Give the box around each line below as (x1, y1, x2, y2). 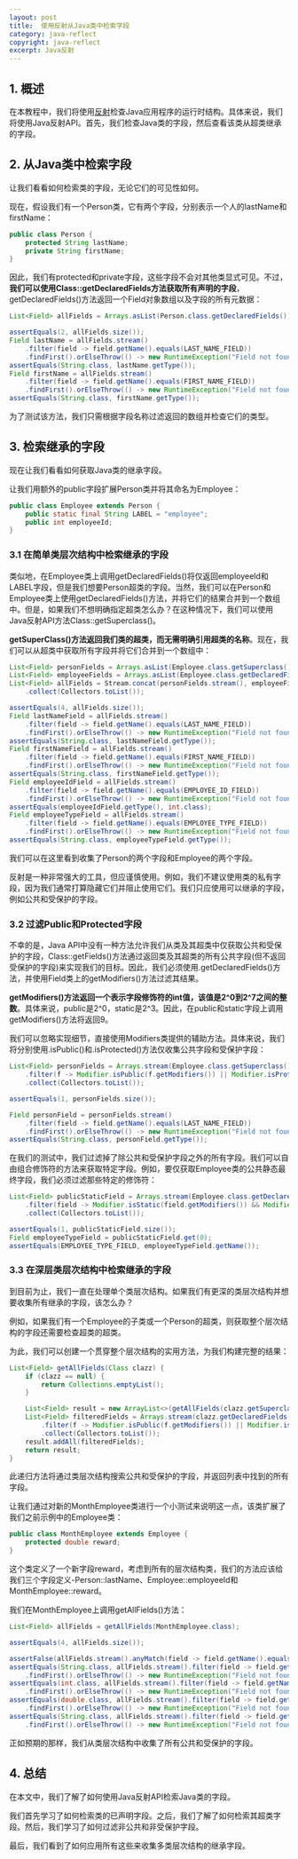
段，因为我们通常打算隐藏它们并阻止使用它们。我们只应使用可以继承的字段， (9, 882, 289, 893)
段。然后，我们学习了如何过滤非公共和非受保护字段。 (9, 1821, 204, 1831)
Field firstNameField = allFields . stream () (9, 745, 173, 754)
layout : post (9, 12, 58, 22)
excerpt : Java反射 (9, 46, 74, 55)
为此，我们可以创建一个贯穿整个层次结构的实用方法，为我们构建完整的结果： (9, 1346, 289, 1357)
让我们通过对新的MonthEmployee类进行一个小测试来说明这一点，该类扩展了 (9, 1501, 286, 1512)
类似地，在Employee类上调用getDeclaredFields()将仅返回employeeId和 (9, 570, 269, 581)
